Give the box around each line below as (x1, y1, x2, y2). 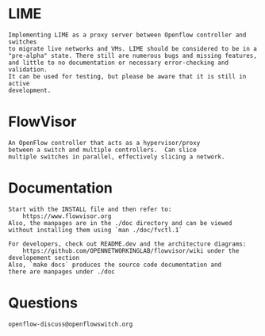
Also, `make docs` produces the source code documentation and (8, 261, 222, 269)
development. (8, 86, 52, 94)
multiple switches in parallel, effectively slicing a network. (8, 152, 225, 161)
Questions (8, 294, 78, 311)
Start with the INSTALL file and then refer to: (8, 205, 172, 213)
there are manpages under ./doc (8, 267, 115, 276)
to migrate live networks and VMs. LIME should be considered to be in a (8, 44, 258, 52)
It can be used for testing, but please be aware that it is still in (8, 72, 247, 80)
